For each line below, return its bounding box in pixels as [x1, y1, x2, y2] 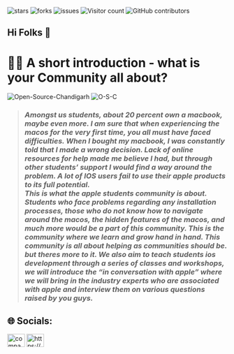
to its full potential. [24, 180, 91, 190]
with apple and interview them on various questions [24, 285, 205, 295]
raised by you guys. [24, 293, 94, 303]
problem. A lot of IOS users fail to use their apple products [24, 171, 226, 181]
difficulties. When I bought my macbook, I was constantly [24, 136, 226, 146]
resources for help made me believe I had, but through [24, 154, 213, 163]
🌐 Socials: [7, 315, 53, 327]
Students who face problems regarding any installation [24, 198, 217, 207]
